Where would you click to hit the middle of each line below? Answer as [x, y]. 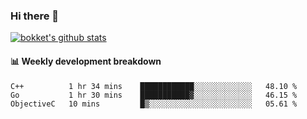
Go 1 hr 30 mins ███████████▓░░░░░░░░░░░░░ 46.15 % [154, 95]
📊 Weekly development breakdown [86, 61]
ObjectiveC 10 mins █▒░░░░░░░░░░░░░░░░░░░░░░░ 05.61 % [154, 104]
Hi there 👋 [35, 16]
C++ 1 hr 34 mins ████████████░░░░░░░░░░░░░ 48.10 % [154, 86]
